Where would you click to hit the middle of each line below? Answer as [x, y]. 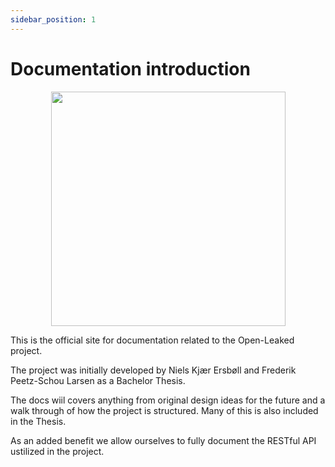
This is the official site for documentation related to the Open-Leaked [152, 340]
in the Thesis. [38, 421]
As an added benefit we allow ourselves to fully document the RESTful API [163, 440]
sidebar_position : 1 [53, 19]
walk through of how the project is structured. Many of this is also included [164, 410]
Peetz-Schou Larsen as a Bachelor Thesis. [98, 380]
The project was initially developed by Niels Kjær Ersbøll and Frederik [153, 370]
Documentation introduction [130, 68]
